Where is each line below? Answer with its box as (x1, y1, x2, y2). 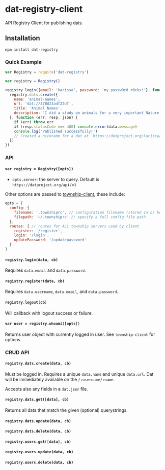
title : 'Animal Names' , (14, 106, 63, 111)
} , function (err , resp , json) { (9, 115, 78, 120)
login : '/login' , (14, 233, 50, 238)
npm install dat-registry (5, 47, 58, 52)
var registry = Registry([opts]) (5, 166, 74, 171)
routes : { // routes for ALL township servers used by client (9, 223, 139, 229)
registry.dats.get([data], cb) (5, 397, 69, 402)
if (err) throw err (14, 119, 54, 124)
